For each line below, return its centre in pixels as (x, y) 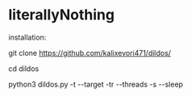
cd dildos (24, 68)
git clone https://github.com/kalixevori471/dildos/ (90, 53)
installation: (27, 37)
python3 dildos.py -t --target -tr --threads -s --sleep (96, 84)
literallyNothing (62, 15)
